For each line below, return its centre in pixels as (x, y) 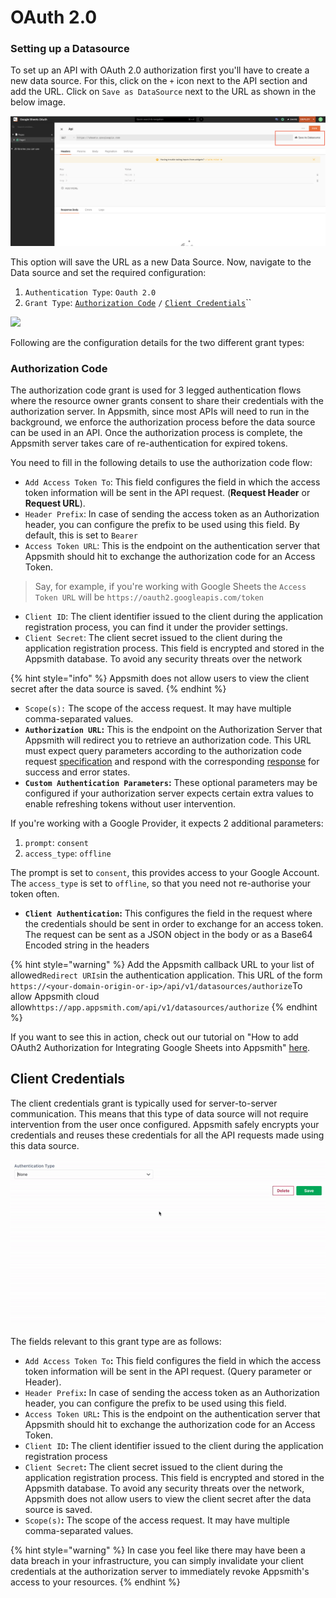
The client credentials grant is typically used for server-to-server (144, 1103)
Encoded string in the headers (87, 945)
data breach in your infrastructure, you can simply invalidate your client (157, 1561)
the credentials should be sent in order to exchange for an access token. (174, 923)
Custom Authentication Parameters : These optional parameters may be (171, 782)
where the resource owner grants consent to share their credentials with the (167, 400)
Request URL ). (55, 503)
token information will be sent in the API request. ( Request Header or (167, 492)
